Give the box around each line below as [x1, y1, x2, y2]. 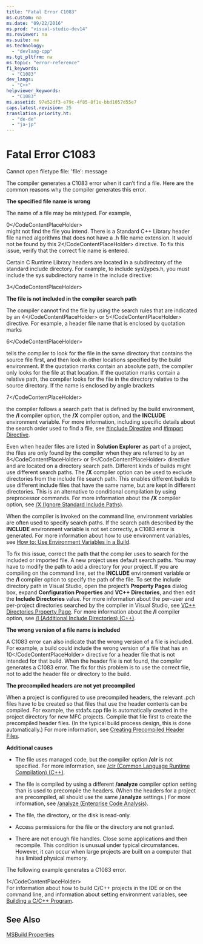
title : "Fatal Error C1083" [6, 8, 78, 15]
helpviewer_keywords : [6, 88, 61, 94]
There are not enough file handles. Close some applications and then [15, 835, 188, 843]
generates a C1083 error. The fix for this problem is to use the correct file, [6, 664, 191, 671]
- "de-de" [12, 116, 36, 122]
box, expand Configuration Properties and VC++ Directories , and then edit [6, 589, 196, 596]
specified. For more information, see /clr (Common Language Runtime [15, 762, 190, 770]
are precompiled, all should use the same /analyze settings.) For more [15, 794, 191, 801]
